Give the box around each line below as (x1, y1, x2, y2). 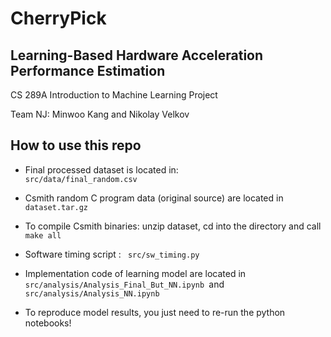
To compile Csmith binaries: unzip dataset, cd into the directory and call (24, 220, 322, 232)
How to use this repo (10, 137, 142, 154)
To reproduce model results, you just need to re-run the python (24, 306, 286, 318)
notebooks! (24, 317, 72, 329)
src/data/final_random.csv (24, 174, 138, 184)
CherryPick (10, 7, 107, 30)
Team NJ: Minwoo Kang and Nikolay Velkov (10, 108, 190, 120)
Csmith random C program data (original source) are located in (24, 192, 284, 204)
